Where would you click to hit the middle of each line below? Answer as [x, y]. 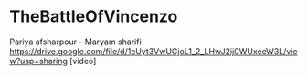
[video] [83, 61]
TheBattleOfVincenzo [94, 17]
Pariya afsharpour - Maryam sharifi [75, 42]
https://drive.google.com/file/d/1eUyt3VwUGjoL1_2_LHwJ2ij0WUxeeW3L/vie [153, 51]
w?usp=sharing [39, 61]
